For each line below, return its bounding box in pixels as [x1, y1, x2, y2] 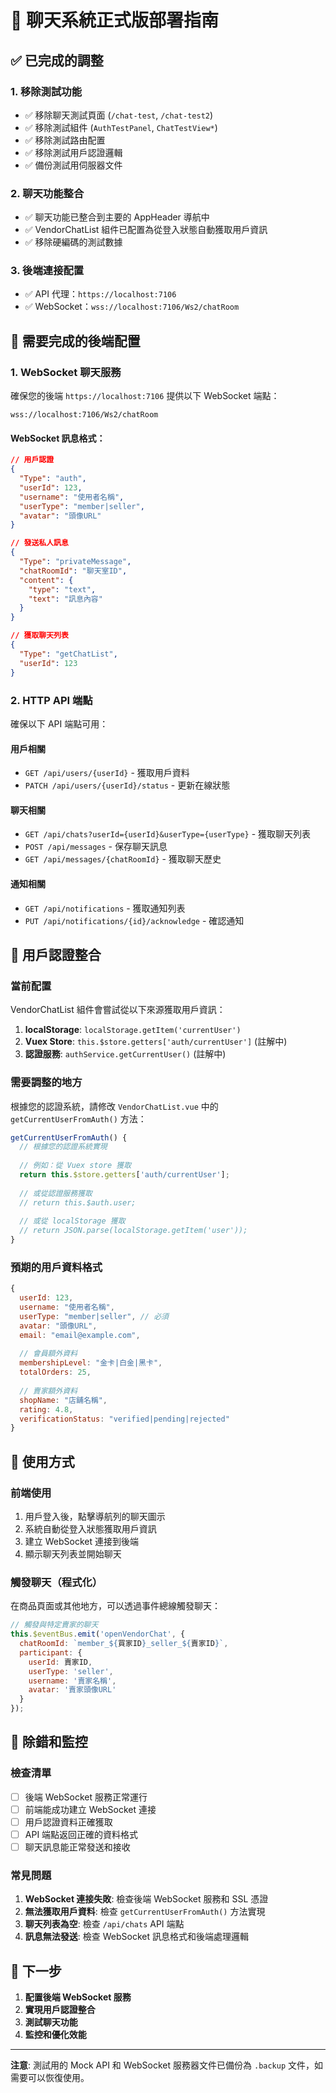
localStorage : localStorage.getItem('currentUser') [24, 1024, 242, 1036]
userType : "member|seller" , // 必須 [19, 1311, 169, 1321]
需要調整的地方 [10, 1076, 83, 1090]
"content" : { [19, 575, 74, 585]
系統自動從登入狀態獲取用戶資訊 [24, 1522, 157, 1535]
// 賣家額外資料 [19, 1386, 78, 1396]
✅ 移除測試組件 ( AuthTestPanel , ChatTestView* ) [24, 121, 218, 133]
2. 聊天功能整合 [10, 186, 85, 200]
